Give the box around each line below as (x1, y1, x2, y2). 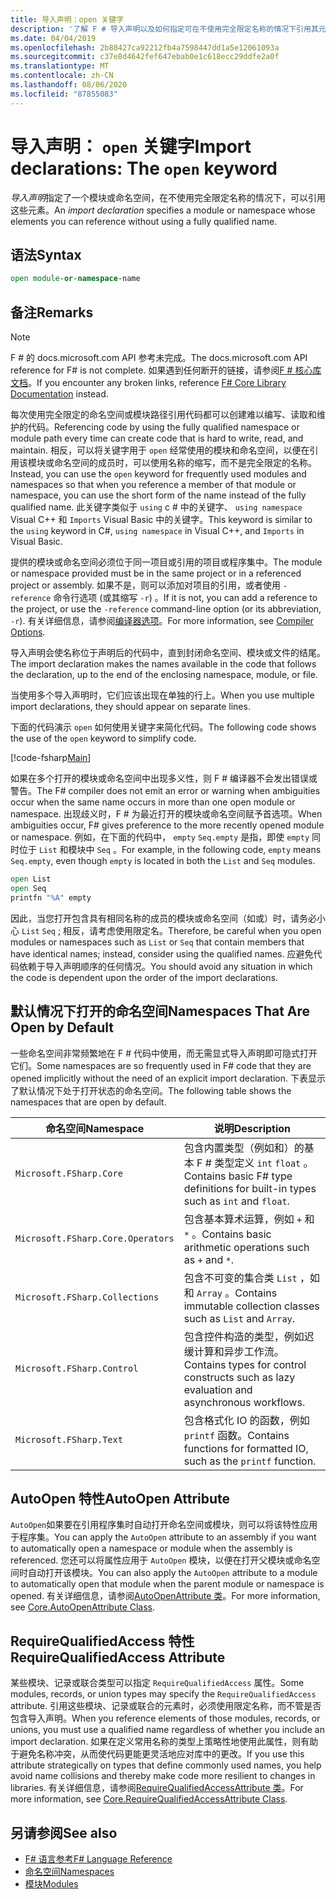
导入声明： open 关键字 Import (10, 135, 252, 158)
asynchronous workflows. (183, 1395, 306, 1409)
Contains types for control (183, 1357, 307, 1371)
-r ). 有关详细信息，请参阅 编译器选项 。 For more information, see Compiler (10, 615, 314, 627)
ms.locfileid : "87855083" (10, 89, 118, 99)
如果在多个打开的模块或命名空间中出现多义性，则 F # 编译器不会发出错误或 (10, 772, 318, 785)
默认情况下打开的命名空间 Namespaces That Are (10, 1003, 311, 1020)
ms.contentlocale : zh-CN (10, 71, 114, 81)
